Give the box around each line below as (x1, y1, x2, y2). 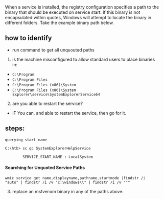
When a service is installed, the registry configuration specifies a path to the (5, 4, 159, 10)
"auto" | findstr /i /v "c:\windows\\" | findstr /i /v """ (5, 180, 131, 185)
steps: (5, 124, 25, 133)
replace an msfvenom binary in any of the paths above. (12, 188, 124, 194)
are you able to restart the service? (12, 100, 83, 106)
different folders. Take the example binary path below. (5, 20, 114, 25)
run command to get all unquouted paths (12, 47, 94, 53)
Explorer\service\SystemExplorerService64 (12, 92, 100, 97)
